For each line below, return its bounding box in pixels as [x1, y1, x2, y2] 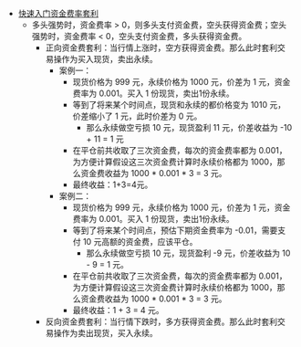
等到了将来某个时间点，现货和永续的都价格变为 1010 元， [72, 100, 285, 110]
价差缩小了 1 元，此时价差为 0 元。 [72, 110, 202, 121]
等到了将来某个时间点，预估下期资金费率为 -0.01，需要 [72, 225, 278, 236]
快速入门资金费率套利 [17, 8, 99, 18]
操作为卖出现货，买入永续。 [53, 328, 158, 338]
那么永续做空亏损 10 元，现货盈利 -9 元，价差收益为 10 [86, 247, 291, 258]
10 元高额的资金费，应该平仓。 [82, 237, 198, 247]
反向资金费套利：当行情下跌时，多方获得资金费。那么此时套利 [45, 316, 278, 327]
